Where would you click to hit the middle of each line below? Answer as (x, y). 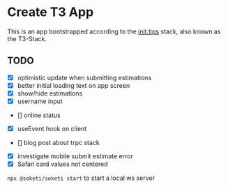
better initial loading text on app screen (74, 85)
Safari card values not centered (62, 164)
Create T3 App (51, 12)
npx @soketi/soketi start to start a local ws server (81, 178)
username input (40, 101)
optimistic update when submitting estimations (84, 77)
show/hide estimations (50, 93)
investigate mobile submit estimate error (75, 156)
